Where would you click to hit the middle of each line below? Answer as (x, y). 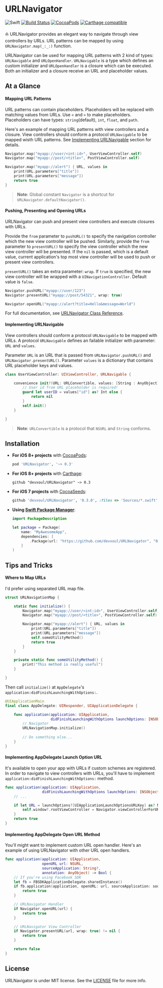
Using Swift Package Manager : (44, 510)
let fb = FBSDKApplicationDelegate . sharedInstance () (68, 882)
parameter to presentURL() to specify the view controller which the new (76, 246)
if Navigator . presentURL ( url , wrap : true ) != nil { (67, 931)
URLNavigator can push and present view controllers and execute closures (80, 221)
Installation (22, 443)
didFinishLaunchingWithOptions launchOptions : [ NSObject (101, 792)
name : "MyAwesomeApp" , (44, 532)
